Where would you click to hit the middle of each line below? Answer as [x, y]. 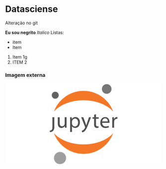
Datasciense [32, 9]
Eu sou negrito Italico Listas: [35, 32]
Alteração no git [22, 23]
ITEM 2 [20, 62]
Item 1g [20, 57]
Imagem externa [25, 75]
